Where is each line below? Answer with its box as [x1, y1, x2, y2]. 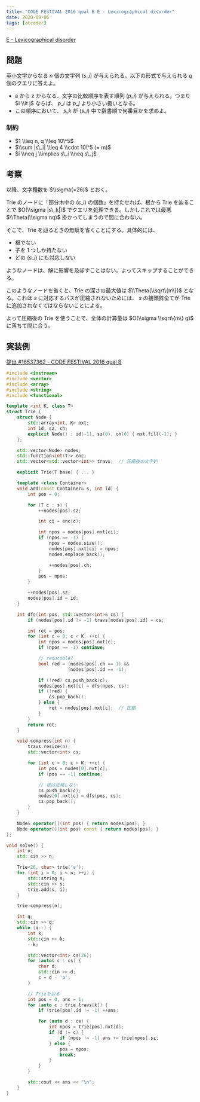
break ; [59, 1052, 76, 1058]
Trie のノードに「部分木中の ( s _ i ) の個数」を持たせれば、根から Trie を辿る [6, 199, 189, 206]
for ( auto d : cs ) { [38, 1018, 90, 1024]
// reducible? [38, 655, 73, 661]
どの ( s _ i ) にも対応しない [14, 254, 76, 261]
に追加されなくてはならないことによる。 [6, 302, 106, 309]
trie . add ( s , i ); [27, 886, 68, 893]
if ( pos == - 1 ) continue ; [38, 771, 103, 777]
